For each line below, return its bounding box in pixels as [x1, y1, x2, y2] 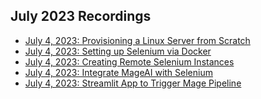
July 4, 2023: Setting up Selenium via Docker [24, 45, 212, 57]
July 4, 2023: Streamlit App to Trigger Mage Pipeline [24, 77, 242, 89]
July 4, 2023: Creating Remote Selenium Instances [24, 55, 235, 68]
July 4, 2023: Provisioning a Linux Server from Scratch [24, 34, 251, 46]
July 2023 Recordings [10, 8, 152, 25]
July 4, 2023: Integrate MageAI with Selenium [24, 66, 213, 78]
